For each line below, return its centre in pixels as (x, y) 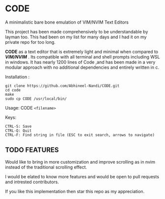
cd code (13, 90)
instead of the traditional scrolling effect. (46, 167)
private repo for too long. (30, 42)
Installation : (17, 77)
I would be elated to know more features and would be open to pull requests (82, 176)
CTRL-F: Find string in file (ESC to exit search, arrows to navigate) (80, 135)
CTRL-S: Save (18, 126)
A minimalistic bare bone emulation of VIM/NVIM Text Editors (67, 22)
